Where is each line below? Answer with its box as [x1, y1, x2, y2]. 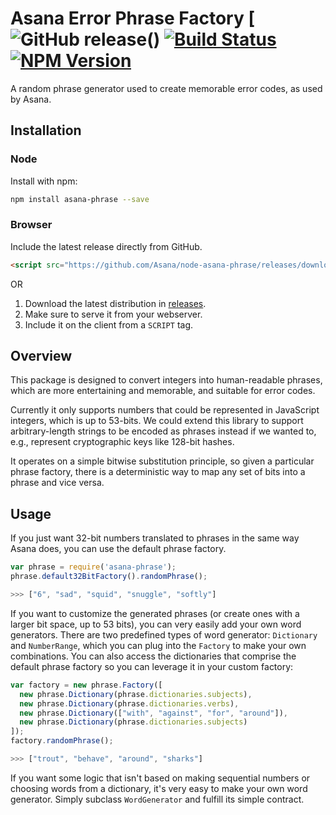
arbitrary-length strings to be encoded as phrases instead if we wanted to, [10, 425, 317, 437]
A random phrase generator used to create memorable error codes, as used [10, 82, 323, 94]
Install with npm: [10, 175, 78, 187]
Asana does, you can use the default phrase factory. [10, 543, 227, 555]
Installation [10, 122, 82, 139]
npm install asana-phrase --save [10, 194, 150, 204]
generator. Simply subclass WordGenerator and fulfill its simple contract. [10, 793, 305, 805]
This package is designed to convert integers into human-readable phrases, [10, 374, 323, 386]
